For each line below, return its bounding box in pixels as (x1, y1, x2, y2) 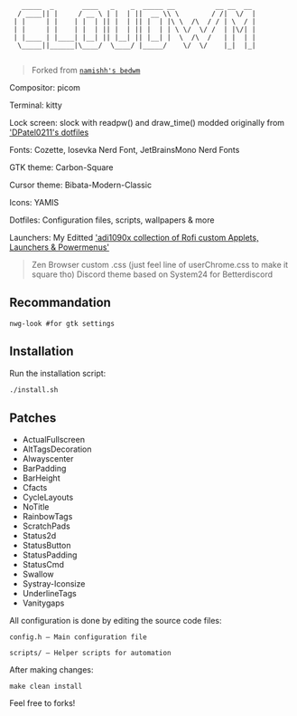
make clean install (9, 682, 83, 692)
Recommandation (9, 295, 111, 310)
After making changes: (9, 664, 94, 675)
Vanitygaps (22, 597, 65, 608)
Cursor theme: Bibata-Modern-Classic (9, 179, 152, 190)
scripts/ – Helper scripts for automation (9, 649, 172, 658)
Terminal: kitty (9, 100, 63, 110)
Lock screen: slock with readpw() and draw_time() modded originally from (9, 118, 285, 128)
